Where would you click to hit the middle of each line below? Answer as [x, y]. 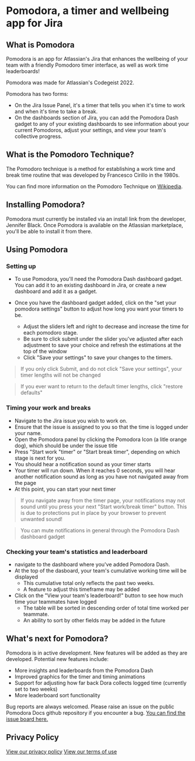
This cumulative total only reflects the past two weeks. [89, 583]
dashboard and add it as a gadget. [56, 291]
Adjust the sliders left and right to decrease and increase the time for [106, 326]
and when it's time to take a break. [56, 111]
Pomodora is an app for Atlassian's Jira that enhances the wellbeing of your [97, 59]
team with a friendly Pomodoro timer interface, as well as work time [87, 65]
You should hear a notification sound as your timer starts [83, 464]
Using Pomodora [37, 250]
